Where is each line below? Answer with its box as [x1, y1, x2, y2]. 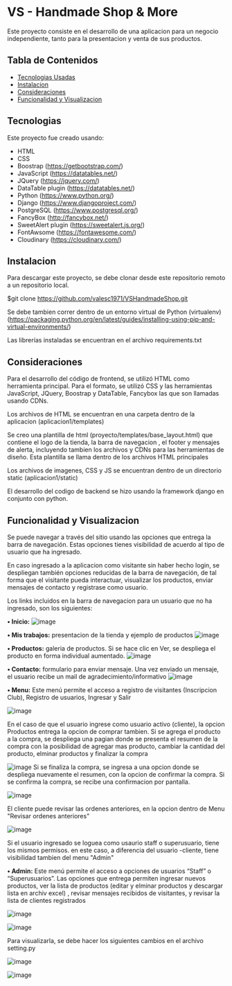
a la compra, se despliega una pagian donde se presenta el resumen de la [7, 735, 218, 743]
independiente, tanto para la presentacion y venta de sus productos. [7, 34, 202, 42]
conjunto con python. [7, 495, 68, 503]
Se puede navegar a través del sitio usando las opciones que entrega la [7, 533, 211, 541]
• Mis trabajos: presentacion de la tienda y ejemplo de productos [7, 631, 194, 639]
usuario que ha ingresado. [7, 548, 82, 556]
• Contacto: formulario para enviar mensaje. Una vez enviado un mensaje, [7, 665, 220, 673]
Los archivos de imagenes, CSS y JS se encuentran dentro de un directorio [7, 466, 222, 475]
